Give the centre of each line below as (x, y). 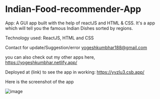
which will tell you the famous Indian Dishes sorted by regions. (69, 28)
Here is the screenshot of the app (40, 82)
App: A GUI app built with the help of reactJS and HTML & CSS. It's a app (80, 23)
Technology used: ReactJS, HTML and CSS (49, 38)
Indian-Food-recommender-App (73, 9)
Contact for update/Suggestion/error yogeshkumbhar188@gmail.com (76, 47)
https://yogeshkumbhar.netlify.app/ (41, 62)
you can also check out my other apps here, (50, 57)
